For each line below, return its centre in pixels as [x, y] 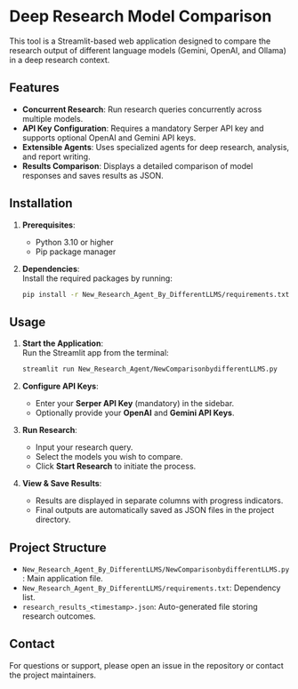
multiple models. [52, 118]
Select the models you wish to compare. [109, 457]
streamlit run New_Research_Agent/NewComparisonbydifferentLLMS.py [149, 369]
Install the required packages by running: [97, 278]
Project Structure [58, 547]
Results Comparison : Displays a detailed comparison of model [137, 165]
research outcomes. [59, 616]
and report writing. [56, 156]
